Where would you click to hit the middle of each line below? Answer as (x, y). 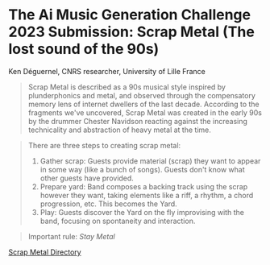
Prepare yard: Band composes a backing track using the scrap (144, 186)
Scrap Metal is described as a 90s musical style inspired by (127, 87)
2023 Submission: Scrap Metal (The (132, 32)
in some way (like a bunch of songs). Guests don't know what (143, 169)
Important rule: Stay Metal (71, 236)
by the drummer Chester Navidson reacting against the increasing (138, 121)
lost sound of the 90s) (84, 49)
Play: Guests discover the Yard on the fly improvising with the (142, 212)
